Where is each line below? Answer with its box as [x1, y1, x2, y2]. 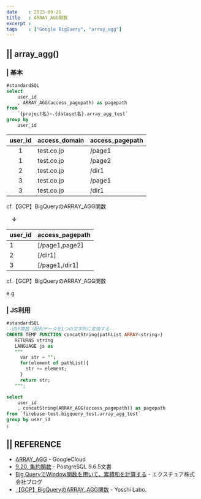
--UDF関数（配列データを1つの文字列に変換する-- [6, 326, 115, 332]
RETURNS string [14, 337, 53, 343]
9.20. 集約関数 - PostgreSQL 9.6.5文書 [15, 463, 112, 470]
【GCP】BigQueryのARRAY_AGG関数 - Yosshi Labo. [15, 486, 147, 493]
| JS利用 [6, 306, 31, 314]
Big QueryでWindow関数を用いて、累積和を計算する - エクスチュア [15, 470, 184, 478]
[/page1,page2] [37, 241, 84, 249]
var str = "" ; [20, 355, 56, 361]
